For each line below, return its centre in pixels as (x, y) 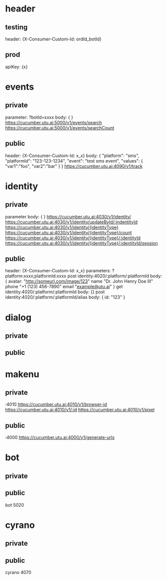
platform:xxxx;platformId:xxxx (36, 276)
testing (16, 27)
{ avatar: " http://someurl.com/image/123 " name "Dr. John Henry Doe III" (79, 281)
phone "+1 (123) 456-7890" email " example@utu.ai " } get (64, 287)
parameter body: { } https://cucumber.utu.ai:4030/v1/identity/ (68, 216)
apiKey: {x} (16, 67)
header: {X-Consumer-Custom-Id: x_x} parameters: (58, 271)
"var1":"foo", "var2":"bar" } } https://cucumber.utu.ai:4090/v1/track (74, 166)
